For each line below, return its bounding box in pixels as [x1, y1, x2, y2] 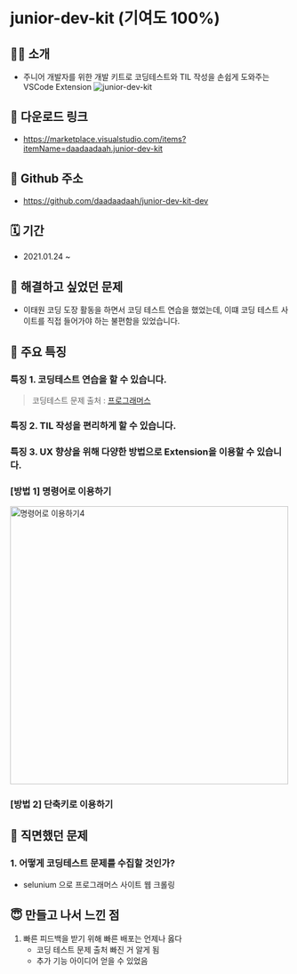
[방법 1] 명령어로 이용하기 [10, 485, 112, 497]
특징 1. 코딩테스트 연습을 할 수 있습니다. [10, 373, 167, 385]
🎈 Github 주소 [10, 171, 84, 187]
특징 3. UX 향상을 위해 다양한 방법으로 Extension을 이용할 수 [10, 446, 255, 458]
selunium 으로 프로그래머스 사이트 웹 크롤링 [22, 879, 176, 889]
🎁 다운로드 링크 [10, 109, 88, 125]
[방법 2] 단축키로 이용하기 [10, 798, 114, 810]
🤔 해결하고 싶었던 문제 [10, 279, 124, 294]
